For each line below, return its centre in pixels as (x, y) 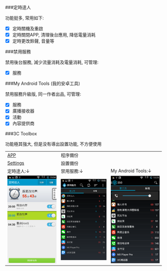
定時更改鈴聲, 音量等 (33, 41)
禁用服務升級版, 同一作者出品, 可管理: (43, 94)
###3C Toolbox (21, 133)
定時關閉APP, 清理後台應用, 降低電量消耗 (54, 35)
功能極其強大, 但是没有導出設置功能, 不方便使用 (53, 144)
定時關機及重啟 (28, 28)
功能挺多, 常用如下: (25, 18)
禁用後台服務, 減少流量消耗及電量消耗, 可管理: (52, 62)
